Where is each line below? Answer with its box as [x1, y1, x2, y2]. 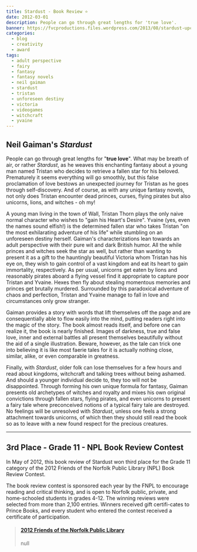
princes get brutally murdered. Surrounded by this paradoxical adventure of [6, 285, 189, 292]
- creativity [11, 42, 43, 48]
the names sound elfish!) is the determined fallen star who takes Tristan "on [6, 223, 189, 230]
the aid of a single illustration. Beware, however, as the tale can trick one [6, 340, 181, 347]
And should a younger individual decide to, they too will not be [6, 376, 157, 383]
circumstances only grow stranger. [6, 297, 90, 304]
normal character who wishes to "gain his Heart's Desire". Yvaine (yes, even [6, 216, 191, 223]
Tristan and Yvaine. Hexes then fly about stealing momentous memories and [6, 278, 191, 285]
